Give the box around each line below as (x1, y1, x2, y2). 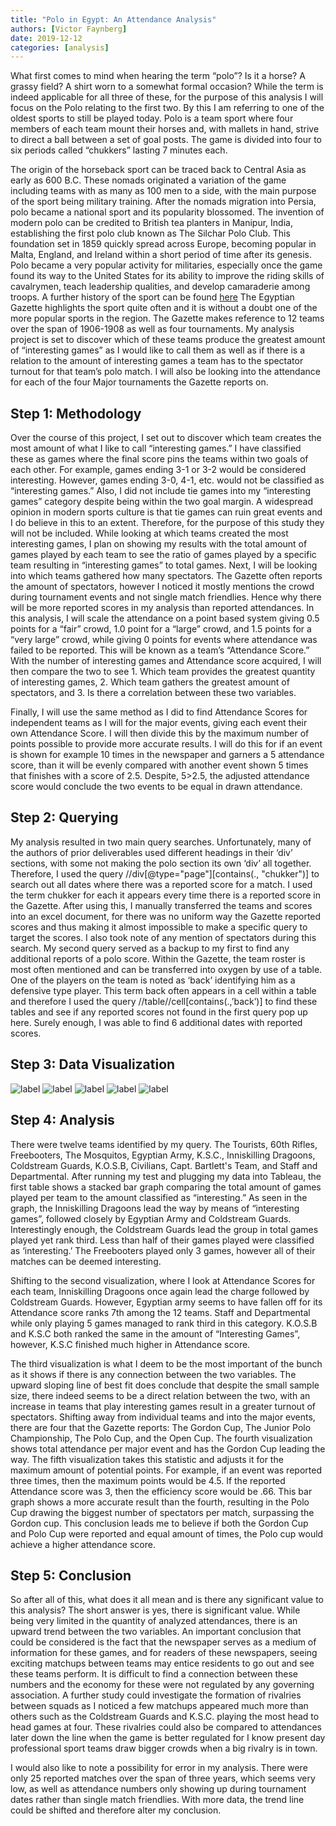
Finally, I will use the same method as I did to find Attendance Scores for (10, 706, 308, 718)
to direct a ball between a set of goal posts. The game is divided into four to (10, 134, 322, 146)
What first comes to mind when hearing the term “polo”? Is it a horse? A (10, 70, 306, 82)
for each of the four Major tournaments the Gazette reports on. (10, 376, 269, 388)
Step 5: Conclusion (10, 1567, 132, 1584)
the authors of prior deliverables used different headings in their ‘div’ (10, 846, 293, 858)
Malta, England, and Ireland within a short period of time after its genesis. (10, 249, 312, 261)
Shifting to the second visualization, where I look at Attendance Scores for (10, 1274, 316, 1286)
